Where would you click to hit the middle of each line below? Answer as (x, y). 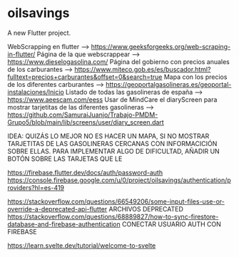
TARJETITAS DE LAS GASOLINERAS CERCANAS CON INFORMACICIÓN (112, 143)
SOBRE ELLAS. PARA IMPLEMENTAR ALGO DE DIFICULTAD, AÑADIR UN (113, 151)
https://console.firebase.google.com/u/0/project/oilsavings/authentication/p (119, 180)
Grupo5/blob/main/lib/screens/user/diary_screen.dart (86, 122)
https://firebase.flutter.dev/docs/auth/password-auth (85, 172)
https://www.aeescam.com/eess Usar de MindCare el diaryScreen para (112, 99)
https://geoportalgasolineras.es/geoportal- (169, 84)
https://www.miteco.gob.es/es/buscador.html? (143, 69)
